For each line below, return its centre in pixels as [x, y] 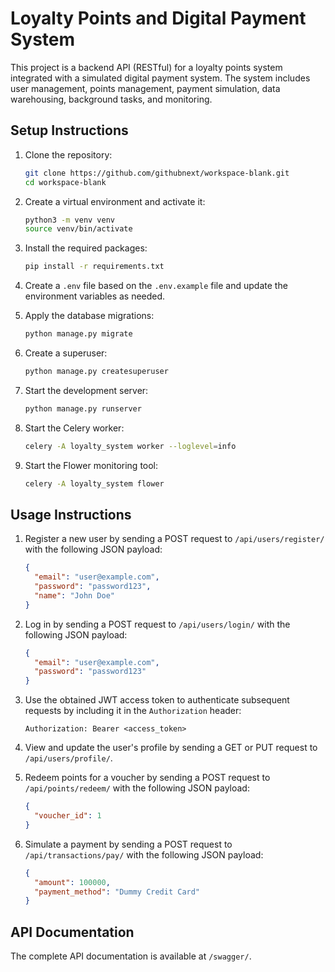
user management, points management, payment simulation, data [145, 88]
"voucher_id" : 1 [68, 816]
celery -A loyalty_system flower [94, 483]
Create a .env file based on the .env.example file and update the [156, 286]
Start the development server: [86, 390]
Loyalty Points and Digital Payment [158, 18]
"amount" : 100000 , [72, 882]
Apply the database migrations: [89, 316]
